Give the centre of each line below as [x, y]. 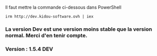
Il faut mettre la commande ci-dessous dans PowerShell [63, 7]
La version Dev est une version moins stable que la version [79, 29]
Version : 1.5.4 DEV [29, 49]
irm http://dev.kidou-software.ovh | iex [49, 17]
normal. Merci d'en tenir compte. [46, 35]
